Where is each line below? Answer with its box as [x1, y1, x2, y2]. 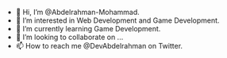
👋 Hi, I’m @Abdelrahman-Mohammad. [15, 8, 140, 16]
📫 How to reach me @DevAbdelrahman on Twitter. [15, 42, 183, 50]
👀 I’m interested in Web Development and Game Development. [15, 16, 220, 25]
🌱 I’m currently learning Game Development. [15, 24, 161, 33]
